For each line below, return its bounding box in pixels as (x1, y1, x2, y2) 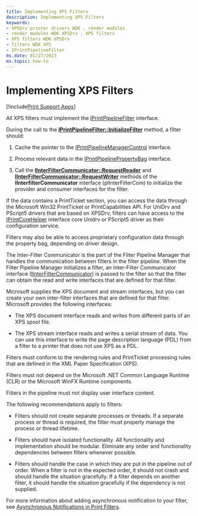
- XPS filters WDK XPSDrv (6, 36, 70, 42)
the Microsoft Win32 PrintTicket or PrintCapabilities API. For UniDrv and (6, 204, 181, 211)
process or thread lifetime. (14, 425, 79, 432)
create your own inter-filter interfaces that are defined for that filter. (6, 294, 170, 302)
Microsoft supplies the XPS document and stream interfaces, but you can (6, 288, 185, 295)
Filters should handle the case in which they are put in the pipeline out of (14, 460, 192, 467)
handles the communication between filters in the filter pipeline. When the (6, 258, 186, 265)
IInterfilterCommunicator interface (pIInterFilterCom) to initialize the (14, 179, 183, 186)
